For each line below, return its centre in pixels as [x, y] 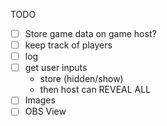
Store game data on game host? [90, 33]
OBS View [45, 111]
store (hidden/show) [81, 79]
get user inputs [56, 68]
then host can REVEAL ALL [95, 90]
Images [40, 100]
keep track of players [68, 45]
